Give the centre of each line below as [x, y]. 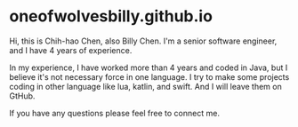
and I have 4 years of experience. [71, 50]
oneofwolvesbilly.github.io [111, 16]
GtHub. [22, 96]
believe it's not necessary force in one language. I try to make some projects [149, 76]
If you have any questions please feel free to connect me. [115, 113]
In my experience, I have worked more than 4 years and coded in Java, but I [149, 67]
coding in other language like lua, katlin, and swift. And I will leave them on [145, 86]
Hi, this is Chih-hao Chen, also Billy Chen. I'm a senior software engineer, [143, 41]
